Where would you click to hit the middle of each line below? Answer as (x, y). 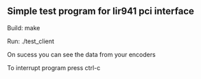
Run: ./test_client (31, 41)
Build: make (24, 27)
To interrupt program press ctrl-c (54, 67)
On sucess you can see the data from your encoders (81, 54)
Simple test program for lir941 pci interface (100, 11)
